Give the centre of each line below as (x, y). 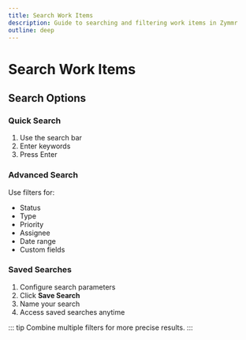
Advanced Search (43, 175)
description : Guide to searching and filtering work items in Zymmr (123, 23)
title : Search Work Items (50, 15)
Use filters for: (32, 192)
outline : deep (32, 30)
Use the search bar (51, 138)
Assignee (35, 233)
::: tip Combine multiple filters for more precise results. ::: (101, 327)
